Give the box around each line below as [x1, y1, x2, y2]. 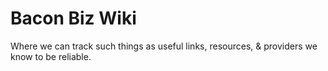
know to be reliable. [10, 50, 92, 62]
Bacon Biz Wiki [10, 7, 137, 30]
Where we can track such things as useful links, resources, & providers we [10, 40, 318, 52]
